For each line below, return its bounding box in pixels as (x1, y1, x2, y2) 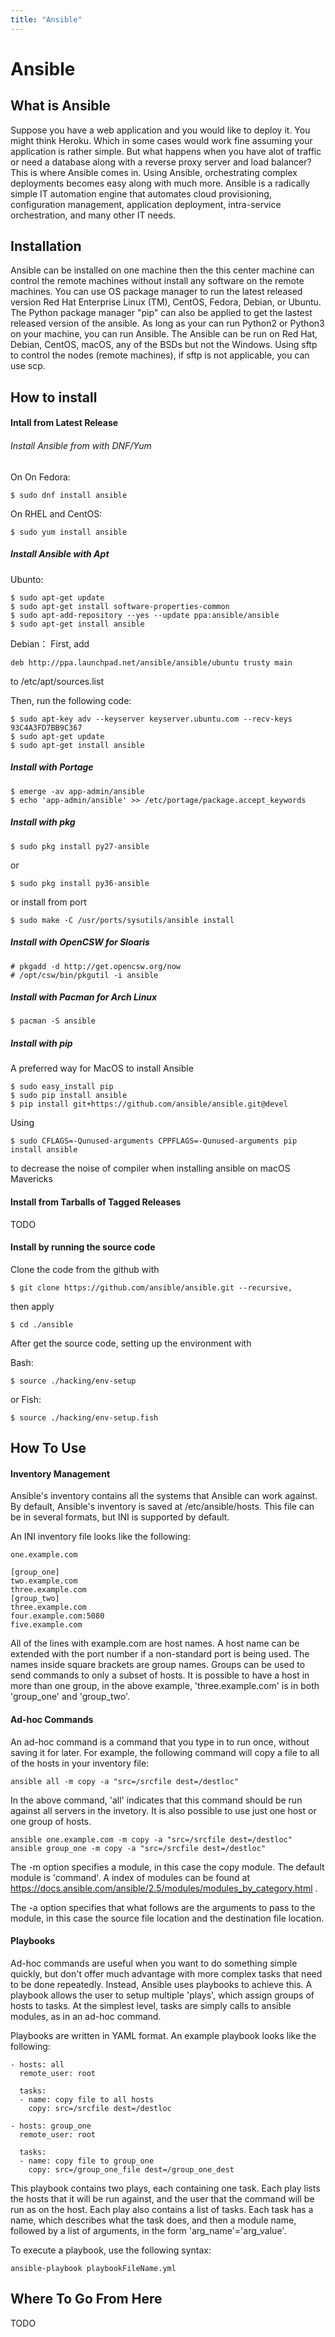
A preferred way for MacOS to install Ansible (10, 1062, 194, 1075)
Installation (10, 238, 82, 255)
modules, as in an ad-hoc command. (10, 2010, 162, 2022)
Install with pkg (10, 816, 76, 828)
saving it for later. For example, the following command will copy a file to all (10, 1746, 320, 1758)
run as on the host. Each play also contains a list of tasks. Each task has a (10, 2203, 314, 2215)
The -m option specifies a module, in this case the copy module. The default (10, 1861, 325, 1873)
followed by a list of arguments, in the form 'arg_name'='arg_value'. (10, 2224, 287, 2236)
